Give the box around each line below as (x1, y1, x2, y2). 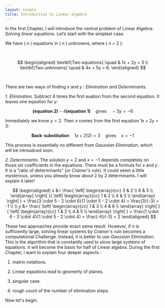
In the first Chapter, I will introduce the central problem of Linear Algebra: (5, 25, 154, 31)
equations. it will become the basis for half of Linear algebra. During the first (5, 244, 160, 250)
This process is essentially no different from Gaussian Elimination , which (5, 142, 153, 148)
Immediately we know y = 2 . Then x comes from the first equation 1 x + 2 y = (5, 117, 159, 123)
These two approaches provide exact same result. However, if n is (5, 223, 139, 229)
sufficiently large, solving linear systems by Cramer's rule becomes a (5, 228, 145, 234)
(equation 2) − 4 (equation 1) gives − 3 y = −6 (33, 108, 133, 114)
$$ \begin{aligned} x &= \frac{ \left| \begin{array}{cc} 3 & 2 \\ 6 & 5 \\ (12, 187, 153, 193)
